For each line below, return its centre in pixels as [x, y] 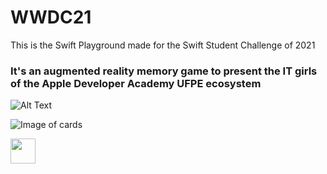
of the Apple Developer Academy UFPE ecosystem [136, 83]
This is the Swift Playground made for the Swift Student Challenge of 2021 [163, 45]
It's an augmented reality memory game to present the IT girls [164, 71]
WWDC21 [51, 17]
